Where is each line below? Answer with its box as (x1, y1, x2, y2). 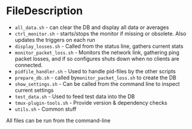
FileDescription (6, 4, 83, 18)
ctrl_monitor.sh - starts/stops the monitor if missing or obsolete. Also (14, 30, 187, 37)
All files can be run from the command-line (6, 117, 111, 124)
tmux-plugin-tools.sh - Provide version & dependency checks (14, 99, 168, 106)
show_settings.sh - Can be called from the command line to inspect (14, 80, 180, 87)
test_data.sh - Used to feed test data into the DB (14, 93, 135, 100)
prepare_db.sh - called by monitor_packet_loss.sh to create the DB (14, 74, 177, 81)
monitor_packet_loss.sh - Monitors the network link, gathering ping (14, 49, 180, 56)
